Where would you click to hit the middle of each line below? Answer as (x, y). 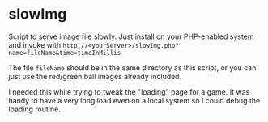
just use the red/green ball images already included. (95, 76)
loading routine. (34, 109)
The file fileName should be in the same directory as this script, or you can (132, 67)
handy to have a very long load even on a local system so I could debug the (134, 100)
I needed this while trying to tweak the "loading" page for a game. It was (129, 92)
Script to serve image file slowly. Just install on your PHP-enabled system (131, 36)
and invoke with (35, 44)
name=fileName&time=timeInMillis (65, 53)
